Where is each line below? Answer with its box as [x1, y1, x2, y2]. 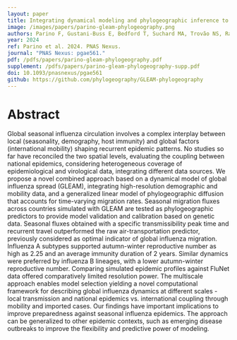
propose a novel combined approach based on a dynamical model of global [7, 174, 227, 183]
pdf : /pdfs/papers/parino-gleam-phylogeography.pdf [7, 56, 162, 63]
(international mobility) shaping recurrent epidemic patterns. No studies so [7, 145, 224, 153]
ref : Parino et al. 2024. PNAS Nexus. [7, 43, 121, 50]
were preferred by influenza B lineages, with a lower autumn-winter [7, 257, 203, 265]
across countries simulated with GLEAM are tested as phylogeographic [7, 205, 214, 213]
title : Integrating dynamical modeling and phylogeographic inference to [7, 17, 229, 24]
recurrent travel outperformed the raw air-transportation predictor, [7, 227, 200, 236]
